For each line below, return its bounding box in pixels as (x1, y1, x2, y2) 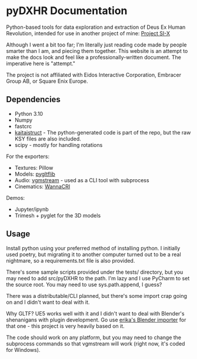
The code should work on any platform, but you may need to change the (6, 334, 182, 341)
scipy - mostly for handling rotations (14, 141, 103, 148)
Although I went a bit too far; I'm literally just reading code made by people (6, 41, 187, 48)
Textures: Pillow (14, 164, 54, 171)
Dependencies (6, 95, 61, 105)
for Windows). (6, 346, 41, 353)
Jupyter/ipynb (14, 206, 49, 213)
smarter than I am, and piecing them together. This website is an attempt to (6, 47, 188, 54)
